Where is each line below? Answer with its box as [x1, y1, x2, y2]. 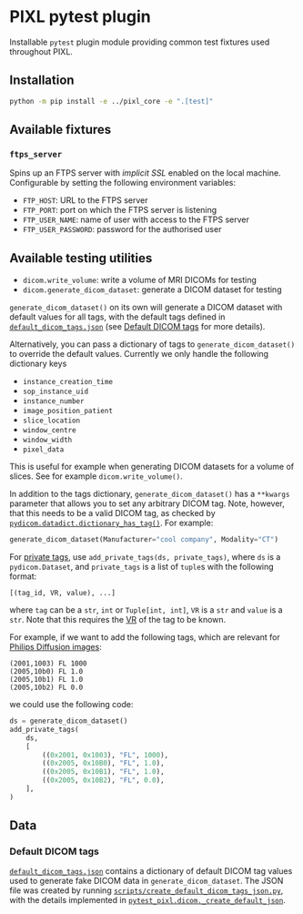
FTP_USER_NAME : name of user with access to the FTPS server [22, 214, 250, 225]
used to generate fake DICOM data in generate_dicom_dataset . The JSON [9, 876, 284, 887]
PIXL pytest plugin [9, 6, 152, 27]
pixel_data [22, 445, 65, 454]
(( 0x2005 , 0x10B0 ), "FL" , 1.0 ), [42, 758, 166, 768]
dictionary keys [9, 358, 67, 370]
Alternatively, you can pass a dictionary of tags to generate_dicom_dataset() [9, 339, 296, 350]
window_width [22, 435, 73, 445]
